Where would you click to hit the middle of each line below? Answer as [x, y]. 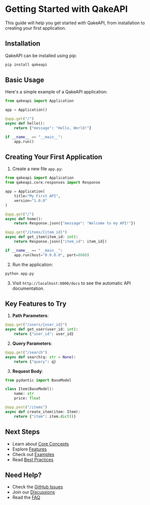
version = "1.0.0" [31, 201]
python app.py [20, 274]
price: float [27, 398]
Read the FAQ [26, 498]
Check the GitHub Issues [37, 487]
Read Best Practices [33, 459]
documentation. [28, 288]
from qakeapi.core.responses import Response [53, 183]
